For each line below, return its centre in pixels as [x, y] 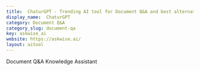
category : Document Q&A [36, 22]
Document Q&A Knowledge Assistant [51, 61]
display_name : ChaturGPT [38, 17]
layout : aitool [25, 45]
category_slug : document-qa [41, 28]
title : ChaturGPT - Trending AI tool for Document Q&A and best [89, 12]
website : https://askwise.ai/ [44, 39]
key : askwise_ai [26, 34]
